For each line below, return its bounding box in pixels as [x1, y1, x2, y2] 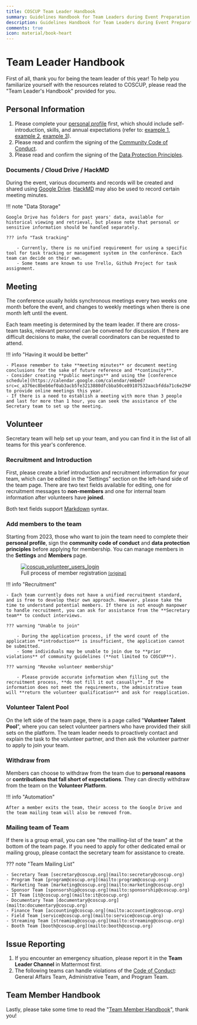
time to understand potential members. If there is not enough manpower [6, 602, 188, 609]
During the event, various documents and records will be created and [6, 179, 174, 186]
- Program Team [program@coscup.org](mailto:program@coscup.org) [6, 877, 169, 883]
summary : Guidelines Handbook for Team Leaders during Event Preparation [6, 14, 191, 20]
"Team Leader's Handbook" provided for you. [6, 87, 116, 94]
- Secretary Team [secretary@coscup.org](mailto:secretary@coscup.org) [6, 872, 185, 878]
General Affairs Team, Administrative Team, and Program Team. [14, 973, 169, 980]
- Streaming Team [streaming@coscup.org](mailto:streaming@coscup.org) [6, 918, 185, 924]
